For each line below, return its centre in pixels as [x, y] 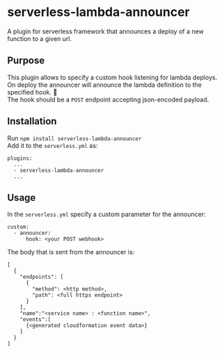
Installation [32, 121]
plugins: [20, 158]
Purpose [26, 61]
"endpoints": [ [42, 277]
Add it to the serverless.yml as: [53, 145]
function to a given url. [40, 38]
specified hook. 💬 [32, 92]
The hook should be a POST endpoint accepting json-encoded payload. [108, 99]
